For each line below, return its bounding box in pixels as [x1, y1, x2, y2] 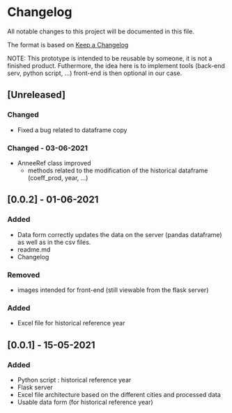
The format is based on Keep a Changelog [7, 40, 129, 49]
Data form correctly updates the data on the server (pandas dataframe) [17, 230, 222, 238]
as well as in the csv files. [17, 238, 91, 246]
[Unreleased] [7, 89, 66, 101]
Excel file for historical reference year [17, 319, 125, 327]
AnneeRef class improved [17, 159, 92, 167]
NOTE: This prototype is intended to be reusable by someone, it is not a [7, 54, 212, 63]
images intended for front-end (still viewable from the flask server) [17, 286, 209, 294]
